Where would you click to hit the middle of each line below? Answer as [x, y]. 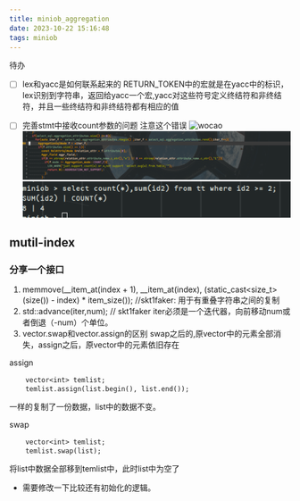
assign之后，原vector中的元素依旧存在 [109, 345]
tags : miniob [33, 38]
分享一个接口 [37, 270]
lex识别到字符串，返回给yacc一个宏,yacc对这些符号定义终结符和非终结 [152, 96]
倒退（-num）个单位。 [71, 322]
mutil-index [42, 242]
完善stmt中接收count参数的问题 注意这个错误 [104, 126]
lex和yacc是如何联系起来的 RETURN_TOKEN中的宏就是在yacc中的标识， [155, 84]
